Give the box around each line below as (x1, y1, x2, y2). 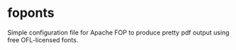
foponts (7, 5, 55, 21)
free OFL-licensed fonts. (7, 35, 79, 44)
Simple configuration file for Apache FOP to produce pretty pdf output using (7, 28, 230, 37)
